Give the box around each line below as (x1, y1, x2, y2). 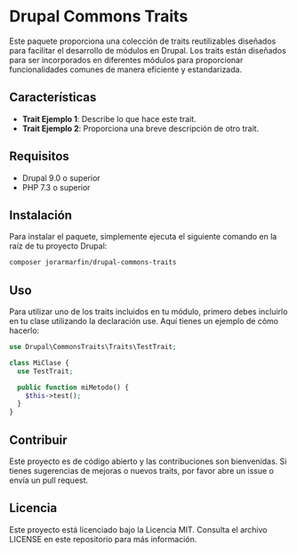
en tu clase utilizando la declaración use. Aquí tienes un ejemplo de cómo (9, 316, 279, 327)
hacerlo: (9, 325, 40, 336)
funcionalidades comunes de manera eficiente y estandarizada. (9, 64, 243, 75)
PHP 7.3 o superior (21, 182, 91, 192)
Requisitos (9, 149, 69, 164)
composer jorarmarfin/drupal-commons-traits (9, 258, 177, 267)
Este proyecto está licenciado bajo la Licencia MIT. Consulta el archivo (9, 524, 268, 535)
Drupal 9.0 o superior (21, 172, 100, 183)
